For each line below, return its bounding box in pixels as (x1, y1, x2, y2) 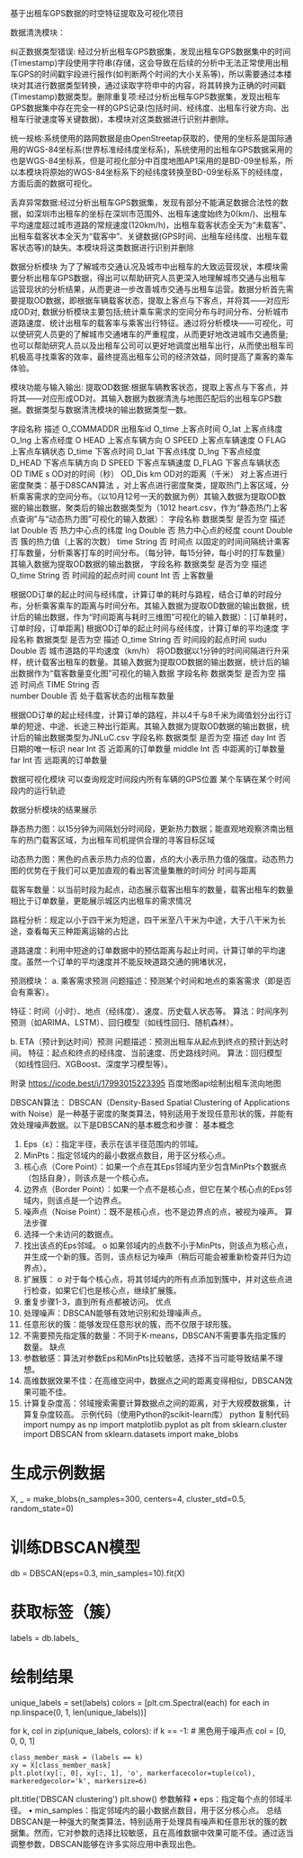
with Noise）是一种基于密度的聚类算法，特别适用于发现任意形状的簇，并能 (10, 1108, 286, 1119)
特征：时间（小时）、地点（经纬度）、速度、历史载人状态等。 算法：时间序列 (10, 1006, 289, 1016)
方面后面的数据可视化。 (10, 178, 97, 188)
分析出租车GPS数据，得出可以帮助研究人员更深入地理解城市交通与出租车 (17, 273, 287, 283)
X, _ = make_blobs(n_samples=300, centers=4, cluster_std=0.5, (10, 1493, 246, 1504)
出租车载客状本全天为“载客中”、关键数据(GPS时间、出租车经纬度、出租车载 (10, 231, 289, 241)
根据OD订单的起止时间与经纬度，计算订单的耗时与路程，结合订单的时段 (10, 589, 274, 599)
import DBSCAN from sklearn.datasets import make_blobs (22, 1429, 239, 1439)
